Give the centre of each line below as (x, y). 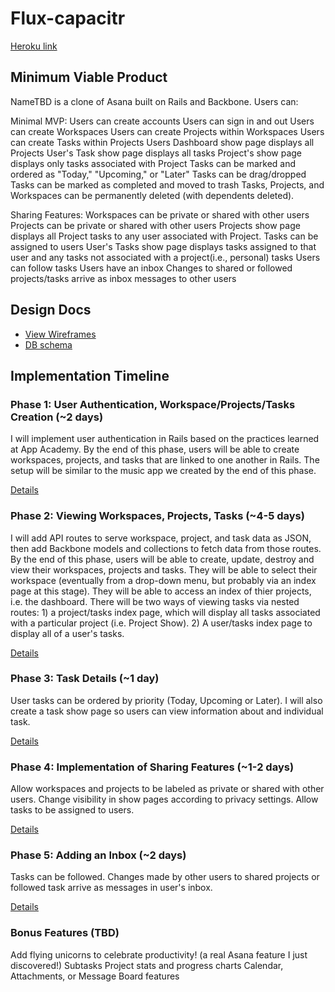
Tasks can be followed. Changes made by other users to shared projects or (165, 877)
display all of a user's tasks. (67, 633)
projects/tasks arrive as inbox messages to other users (123, 278)
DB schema (48, 344)
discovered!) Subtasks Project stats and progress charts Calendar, (147, 965)
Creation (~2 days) (57, 417)
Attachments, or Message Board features (95, 976)
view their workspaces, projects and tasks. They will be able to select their (164, 569)
